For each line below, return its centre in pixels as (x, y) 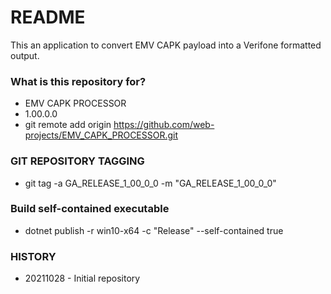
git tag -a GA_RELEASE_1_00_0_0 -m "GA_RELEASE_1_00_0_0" (150, 183)
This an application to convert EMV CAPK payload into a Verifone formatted (166, 45)
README (48, 17)
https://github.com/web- (164, 125)
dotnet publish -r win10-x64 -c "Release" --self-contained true (154, 230)
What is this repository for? (78, 81)
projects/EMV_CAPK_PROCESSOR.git (101, 135)
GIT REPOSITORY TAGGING (77, 161)
